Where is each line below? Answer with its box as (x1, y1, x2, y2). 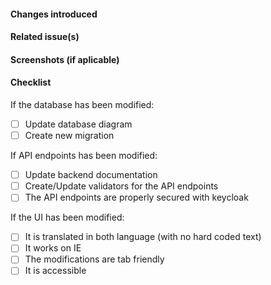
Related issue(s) (10, 31, 80, 43)
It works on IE (24, 242, 82, 254)
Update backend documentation (24, 169, 158, 181)
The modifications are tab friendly (24, 253, 165, 265)
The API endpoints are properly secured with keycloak (24, 191, 249, 204)
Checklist (10, 76, 52, 89)
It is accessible (24, 265, 87, 277)
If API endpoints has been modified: (10, 150, 158, 162)
